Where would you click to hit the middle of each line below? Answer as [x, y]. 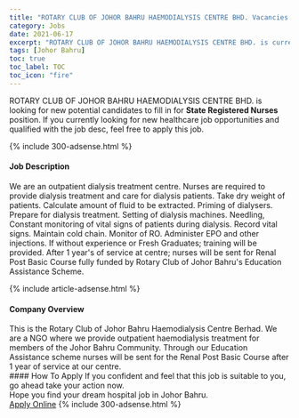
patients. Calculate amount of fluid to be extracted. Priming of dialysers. [141, 205]
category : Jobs [37, 26]
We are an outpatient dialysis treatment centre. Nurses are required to [137, 186]
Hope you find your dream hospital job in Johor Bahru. [109, 395]
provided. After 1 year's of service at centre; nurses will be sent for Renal [143, 252]
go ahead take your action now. [67, 386]
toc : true [28, 59]
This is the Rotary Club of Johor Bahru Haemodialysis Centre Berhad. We [143, 329]
